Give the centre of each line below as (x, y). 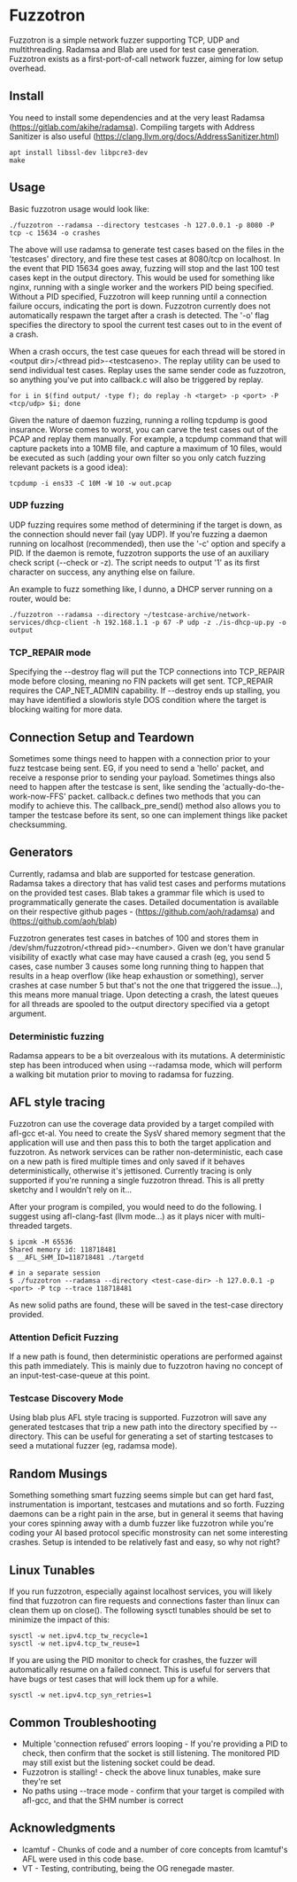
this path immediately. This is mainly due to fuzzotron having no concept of (146, 1366)
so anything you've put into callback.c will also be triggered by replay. (136, 379)
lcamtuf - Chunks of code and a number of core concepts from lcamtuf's (155, 1849)
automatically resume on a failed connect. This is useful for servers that (140, 1670)
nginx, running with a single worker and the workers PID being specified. (141, 287)
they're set (42, 1781)
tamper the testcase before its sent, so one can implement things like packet (148, 815)
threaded (26, 1225)
